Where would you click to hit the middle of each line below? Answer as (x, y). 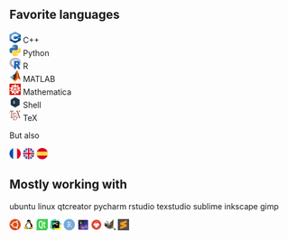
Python (36, 52)
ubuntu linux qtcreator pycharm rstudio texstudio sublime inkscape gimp (144, 206)
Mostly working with (69, 185)
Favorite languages (65, 15)
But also (24, 135)
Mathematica (47, 92)
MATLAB (39, 78)
